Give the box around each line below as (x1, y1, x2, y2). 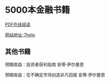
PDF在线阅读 (5, 21, 31, 27)
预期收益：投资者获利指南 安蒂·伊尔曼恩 (5, 61, 84, 67)
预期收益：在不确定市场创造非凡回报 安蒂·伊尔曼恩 (5, 72, 105, 78)
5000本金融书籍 (5, 4, 70, 16)
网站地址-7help (5, 32, 35, 38)
